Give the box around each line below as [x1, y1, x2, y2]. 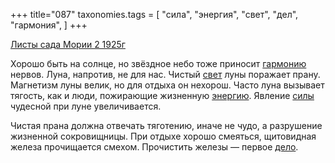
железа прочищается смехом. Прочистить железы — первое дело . [10, 141, 299, 153]
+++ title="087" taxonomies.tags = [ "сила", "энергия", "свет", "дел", [10, 9, 299, 20]
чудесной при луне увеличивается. [10, 100, 162, 112]
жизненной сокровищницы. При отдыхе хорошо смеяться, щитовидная [10, 130, 317, 142]
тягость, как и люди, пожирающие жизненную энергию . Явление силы [10, 90, 315, 101]
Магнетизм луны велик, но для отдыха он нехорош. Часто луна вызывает [10, 79, 325, 91]
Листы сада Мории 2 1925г [10, 39, 126, 50]
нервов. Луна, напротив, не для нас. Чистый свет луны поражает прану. [10, 69, 321, 80]
